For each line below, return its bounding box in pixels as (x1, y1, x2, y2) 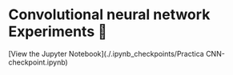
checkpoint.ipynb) (8, 57, 68, 67)
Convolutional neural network (8, 6, 211, 24)
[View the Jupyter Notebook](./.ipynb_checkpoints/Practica (8, 49, 204, 58)
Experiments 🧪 (8, 22, 108, 41)
